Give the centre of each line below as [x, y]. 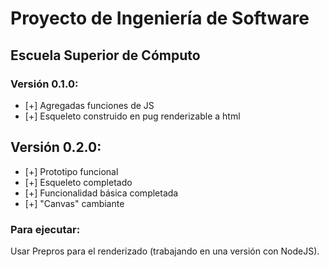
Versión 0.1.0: [44, 84]
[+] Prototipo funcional [71, 171]
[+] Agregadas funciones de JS [89, 105]
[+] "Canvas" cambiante [74, 203]
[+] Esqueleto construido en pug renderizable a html [132, 116]
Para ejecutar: [45, 229]
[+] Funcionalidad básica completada [101, 193]
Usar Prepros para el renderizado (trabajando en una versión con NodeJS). [165, 251]
